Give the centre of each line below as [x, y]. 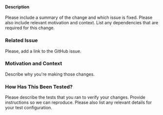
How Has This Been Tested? [39, 86]
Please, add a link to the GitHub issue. [43, 51]
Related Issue [21, 40]
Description [17, 7]
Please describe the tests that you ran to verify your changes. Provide [75, 98]
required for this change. [30, 28]
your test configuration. [29, 108]
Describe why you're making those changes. [50, 74]
